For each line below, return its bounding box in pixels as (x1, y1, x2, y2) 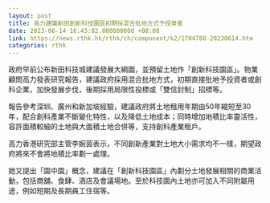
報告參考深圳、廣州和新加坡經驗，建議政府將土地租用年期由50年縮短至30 (8, 102, 252, 112)
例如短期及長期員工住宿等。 (22, 186, 114, 196)
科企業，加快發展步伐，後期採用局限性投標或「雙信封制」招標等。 (8, 85, 227, 95)
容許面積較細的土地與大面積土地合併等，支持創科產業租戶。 (8, 122, 206, 132)
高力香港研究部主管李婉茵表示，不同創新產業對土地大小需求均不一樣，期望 (8, 139, 255, 148)
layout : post (8, 11, 52, 20)
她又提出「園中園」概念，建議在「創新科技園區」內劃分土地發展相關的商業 (8, 166, 255, 176)
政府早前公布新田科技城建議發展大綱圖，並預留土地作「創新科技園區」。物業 (8, 65, 259, 75)
